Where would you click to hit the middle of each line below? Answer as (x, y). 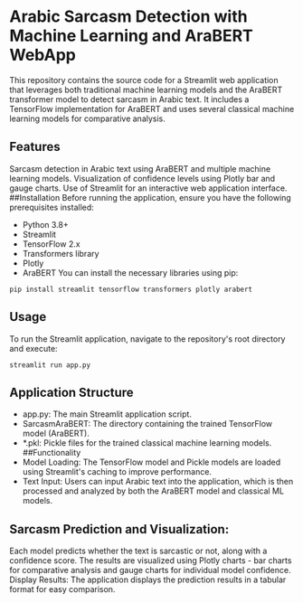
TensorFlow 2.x (51, 244)
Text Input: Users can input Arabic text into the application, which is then (158, 482)
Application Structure (71, 392)
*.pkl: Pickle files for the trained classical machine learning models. (147, 443)
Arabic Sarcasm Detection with (128, 17)
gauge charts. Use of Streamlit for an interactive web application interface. (148, 188)
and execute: (33, 348)
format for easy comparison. (62, 589)
